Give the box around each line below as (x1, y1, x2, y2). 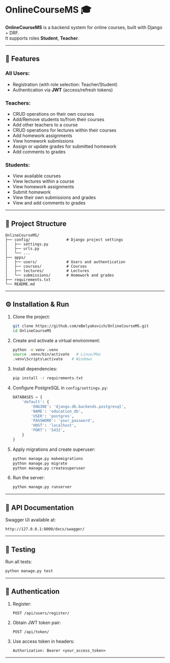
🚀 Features (5, 54, 40, 63)
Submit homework (12, 189, 51, 195)
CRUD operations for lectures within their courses (12, 127, 116, 133)
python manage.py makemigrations (12, 456, 83, 461)
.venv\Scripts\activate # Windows (12, 356, 93, 362)
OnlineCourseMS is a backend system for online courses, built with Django (5, 24, 163, 30)
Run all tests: (5, 558, 32, 565)
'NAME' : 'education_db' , (31, 409, 83, 414)
